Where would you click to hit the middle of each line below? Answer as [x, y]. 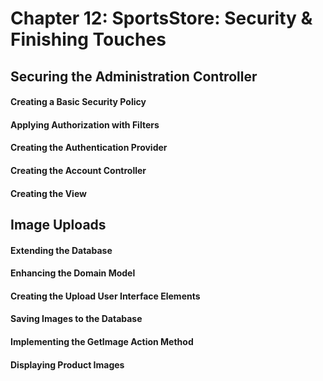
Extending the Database [61, 250]
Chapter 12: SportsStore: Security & [161, 18]
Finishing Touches [88, 39]
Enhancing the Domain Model [73, 273]
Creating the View [48, 193]
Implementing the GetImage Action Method [102, 341]
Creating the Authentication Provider [89, 148]
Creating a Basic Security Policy [78, 102]
